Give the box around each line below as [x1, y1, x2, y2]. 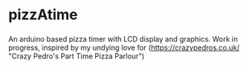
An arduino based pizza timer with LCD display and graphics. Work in [8, 34, 238, 44]
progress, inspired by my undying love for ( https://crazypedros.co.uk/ [8, 43, 240, 53]
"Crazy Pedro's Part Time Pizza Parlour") [8, 51, 145, 61]
